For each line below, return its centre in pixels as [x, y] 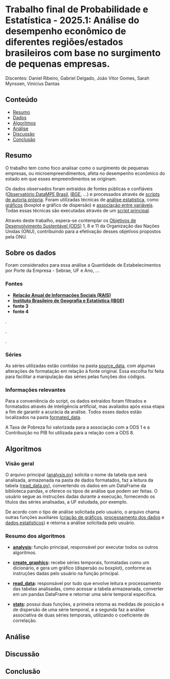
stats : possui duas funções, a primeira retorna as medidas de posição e [88, 604]
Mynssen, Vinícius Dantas [32, 84]
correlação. [25, 621]
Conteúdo [21, 100]
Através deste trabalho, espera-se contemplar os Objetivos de [71, 220]
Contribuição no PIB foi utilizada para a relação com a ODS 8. [70, 433]
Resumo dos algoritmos [35, 536]
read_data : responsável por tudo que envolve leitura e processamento [87, 584]
